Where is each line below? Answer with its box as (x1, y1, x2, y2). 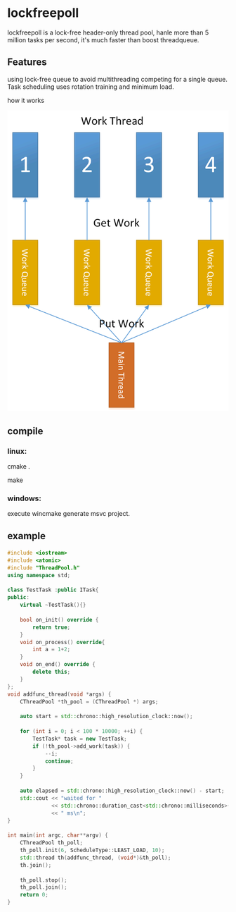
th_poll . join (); (20, 884, 68, 891)
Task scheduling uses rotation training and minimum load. (7, 82, 174, 91)
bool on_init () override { (20, 616, 99, 623)
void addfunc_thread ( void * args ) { (7, 691, 112, 698)
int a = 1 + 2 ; (32, 646, 71, 653)
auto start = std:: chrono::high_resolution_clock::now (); (20, 713, 193, 720)
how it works (7, 96, 44, 104)
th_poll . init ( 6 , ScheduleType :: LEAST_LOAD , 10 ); (20, 847, 165, 854)
